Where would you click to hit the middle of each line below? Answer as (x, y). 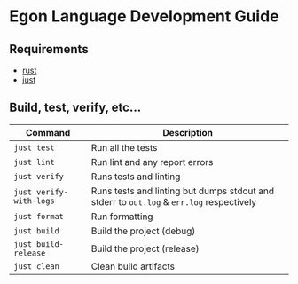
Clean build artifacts (133, 266)
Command (48, 132)
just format (39, 216)
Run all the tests (124, 147)
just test (34, 147)
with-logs (34, 201)
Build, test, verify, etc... (75, 108)
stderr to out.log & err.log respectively (174, 201)
